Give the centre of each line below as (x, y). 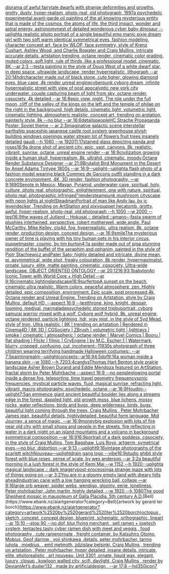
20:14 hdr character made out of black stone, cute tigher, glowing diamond (81, 77)
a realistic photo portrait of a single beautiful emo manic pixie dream (90, 34)
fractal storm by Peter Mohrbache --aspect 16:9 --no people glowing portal (83, 373)
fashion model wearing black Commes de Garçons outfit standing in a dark (83, 174)
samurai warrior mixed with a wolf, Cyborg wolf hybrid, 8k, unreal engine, (81, 314)
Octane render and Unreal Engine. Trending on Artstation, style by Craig (80, 297)
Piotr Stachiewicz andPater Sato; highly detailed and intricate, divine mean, (83, 254)
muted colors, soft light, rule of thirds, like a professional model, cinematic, (83, 61)
